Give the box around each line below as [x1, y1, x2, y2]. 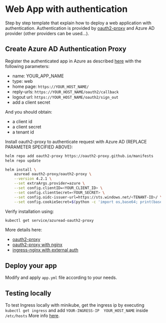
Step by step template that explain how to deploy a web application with [5, 20, 152, 26]
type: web [12, 78, 33, 84]
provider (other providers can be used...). [5, 30, 89, 36]
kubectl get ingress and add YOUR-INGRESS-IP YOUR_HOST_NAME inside [5, 308, 148, 313]
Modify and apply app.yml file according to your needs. [5, 274, 117, 281]
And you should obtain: [5, 109, 53, 115]
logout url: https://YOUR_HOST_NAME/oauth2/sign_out [12, 94, 119, 100]
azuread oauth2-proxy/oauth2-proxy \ [14, 172, 92, 177]
